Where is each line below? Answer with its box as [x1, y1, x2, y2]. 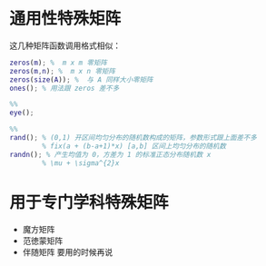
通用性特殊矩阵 [9, 8, 122, 29]
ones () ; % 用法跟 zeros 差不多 [9, 84, 120, 93]
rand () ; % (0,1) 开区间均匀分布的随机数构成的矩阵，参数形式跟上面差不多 [9, 133, 257, 143]
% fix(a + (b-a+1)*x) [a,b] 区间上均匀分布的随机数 [42, 142, 227, 151]
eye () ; [9, 108, 34, 118]
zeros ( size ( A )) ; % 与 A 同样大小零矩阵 [9, 74, 153, 84]
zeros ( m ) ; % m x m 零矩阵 [9, 58, 107, 67]
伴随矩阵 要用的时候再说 [22, 246, 113, 257]
